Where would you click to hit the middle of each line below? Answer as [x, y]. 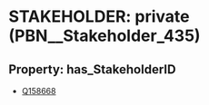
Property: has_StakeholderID [92, 69]
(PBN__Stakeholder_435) [104, 36]
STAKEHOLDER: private [99, 17]
